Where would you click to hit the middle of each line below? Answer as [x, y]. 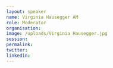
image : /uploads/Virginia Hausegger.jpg [57, 34]
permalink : [20, 45]
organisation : [24, 28]
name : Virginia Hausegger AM [42, 17]
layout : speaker [26, 12]
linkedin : [18, 56]
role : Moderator [26, 22]
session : [17, 39]
